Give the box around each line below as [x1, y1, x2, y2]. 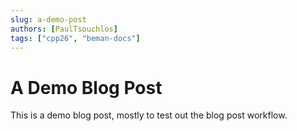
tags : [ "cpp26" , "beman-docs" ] [10, 33, 141, 43]
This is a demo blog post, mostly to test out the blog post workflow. [10, 109, 288, 121]
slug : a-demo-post [10, 14, 87, 25]
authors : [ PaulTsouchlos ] [10, 24, 118, 34]
